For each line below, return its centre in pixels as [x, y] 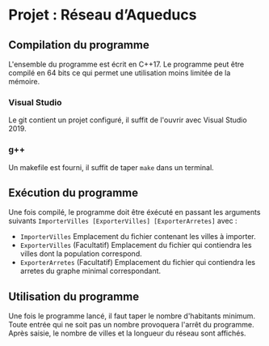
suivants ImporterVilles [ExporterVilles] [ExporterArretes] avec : [123, 221]
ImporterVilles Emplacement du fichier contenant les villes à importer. [138, 237]
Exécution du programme [74, 192]
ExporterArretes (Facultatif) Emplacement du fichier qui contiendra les [138, 263]
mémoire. [24, 81]
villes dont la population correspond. [81, 254]
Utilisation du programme [74, 296]
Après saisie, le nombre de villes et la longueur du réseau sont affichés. [127, 333]
